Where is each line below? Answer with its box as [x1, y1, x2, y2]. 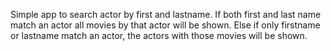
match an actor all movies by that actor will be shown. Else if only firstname [10, 19, 321, 31]
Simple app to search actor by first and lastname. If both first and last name [10, 9, 322, 20]
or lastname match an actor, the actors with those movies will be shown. [10, 30, 308, 41]
